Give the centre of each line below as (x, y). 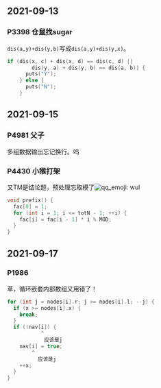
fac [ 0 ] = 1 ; (30, 206)
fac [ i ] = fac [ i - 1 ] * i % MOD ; (65, 219)
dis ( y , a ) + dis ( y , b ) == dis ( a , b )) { (89, 68)
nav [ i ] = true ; (41, 346)
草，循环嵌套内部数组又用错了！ (52, 289)
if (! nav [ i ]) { (35, 327)
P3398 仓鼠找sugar (40, 32)
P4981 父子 (26, 135)
